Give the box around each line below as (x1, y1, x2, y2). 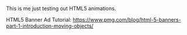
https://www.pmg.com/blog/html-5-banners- (72, 16, 181, 23)
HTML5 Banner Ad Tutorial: (6, 16, 72, 23)
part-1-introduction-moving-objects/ (6, 23, 93, 29)
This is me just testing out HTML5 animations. (6, 5, 116, 12)
